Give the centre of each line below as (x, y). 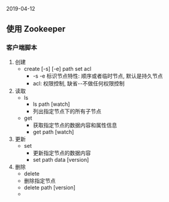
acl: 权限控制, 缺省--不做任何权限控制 (79, 83)
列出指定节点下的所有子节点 (67, 111)
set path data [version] (61, 159)
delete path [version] (50, 187)
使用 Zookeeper (36, 29)
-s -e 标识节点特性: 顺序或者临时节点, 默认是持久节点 (98, 76)
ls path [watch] (51, 104)
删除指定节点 (40, 180)
